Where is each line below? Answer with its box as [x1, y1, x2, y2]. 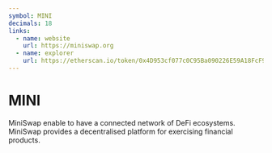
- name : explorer [15, 49, 74, 57]
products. [8, 134, 40, 145]
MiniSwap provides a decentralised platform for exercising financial [8, 126, 233, 136]
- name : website [15, 34, 70, 43]
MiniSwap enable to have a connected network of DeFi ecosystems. [8, 118, 236, 127]
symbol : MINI [8, 11, 53, 20]
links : [8, 27, 31, 35]
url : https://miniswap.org [23, 42, 114, 50]
